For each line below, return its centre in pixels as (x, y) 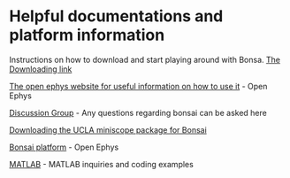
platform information (87, 35)
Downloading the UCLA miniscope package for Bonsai (108, 129)
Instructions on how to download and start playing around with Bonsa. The (145, 59)
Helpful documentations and (116, 16)
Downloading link (41, 69)
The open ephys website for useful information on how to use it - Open (138, 86)
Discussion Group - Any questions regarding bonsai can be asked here (138, 112)
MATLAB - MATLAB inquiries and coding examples (102, 164)
